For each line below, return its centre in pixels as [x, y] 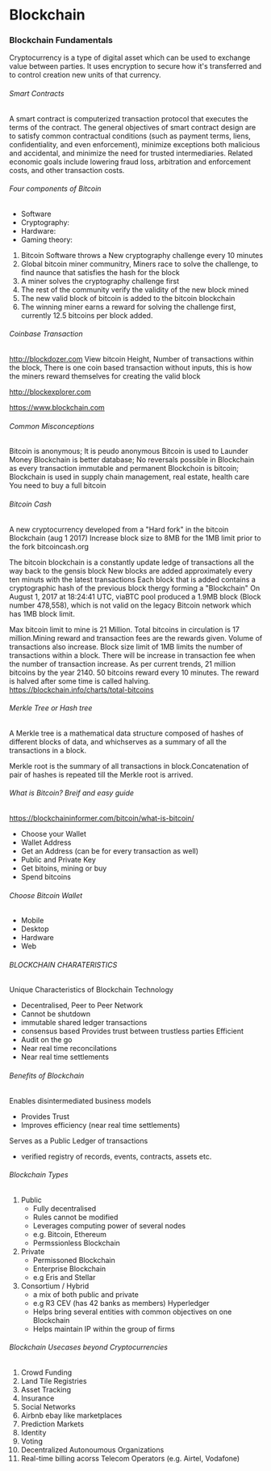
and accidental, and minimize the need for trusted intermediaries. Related [131, 153]
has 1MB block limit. [42, 613]
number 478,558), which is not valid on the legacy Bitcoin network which [130, 605]
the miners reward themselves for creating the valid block [105, 376]
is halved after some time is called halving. [80, 680]
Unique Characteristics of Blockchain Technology [92, 990]
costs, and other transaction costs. [67, 170]
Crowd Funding [46, 1372]
